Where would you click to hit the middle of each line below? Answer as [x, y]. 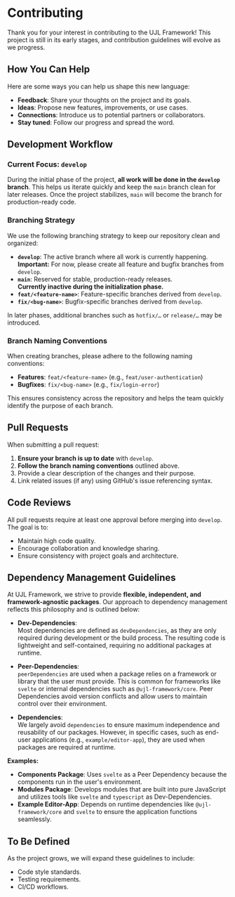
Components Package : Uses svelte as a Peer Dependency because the [122, 775]
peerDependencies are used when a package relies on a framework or [117, 674]
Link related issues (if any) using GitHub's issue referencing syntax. [115, 480]
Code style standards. [49, 872]
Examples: [23, 761]
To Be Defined [39, 841]
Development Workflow [60, 144]
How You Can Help [48, 69]
